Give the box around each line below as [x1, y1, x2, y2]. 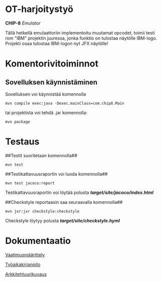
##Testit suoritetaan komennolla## [5, 152, 78, 158]
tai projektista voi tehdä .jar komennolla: [5, 109, 88, 116]
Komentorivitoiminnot [5, 58, 99, 70]
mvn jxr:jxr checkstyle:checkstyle [5, 209, 80, 214]
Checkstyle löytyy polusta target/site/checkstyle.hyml [5, 217, 120, 223]
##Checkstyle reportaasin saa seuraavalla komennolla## [5, 199, 123, 205]
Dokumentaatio [5, 235, 71, 246]
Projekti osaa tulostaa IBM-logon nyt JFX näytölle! [5, 40, 109, 46]
